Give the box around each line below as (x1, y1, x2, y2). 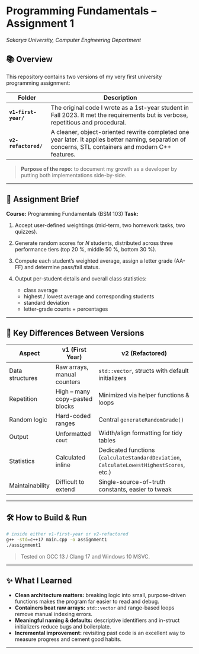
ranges (55, 419, 75, 428)
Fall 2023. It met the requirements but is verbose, (50, 111, 188, 119)
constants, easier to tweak (98, 485, 172, 493)
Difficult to (55, 478, 85, 486)
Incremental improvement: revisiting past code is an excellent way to (14, 629, 185, 636)
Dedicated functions (98, 446, 155, 454)
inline (55, 461, 71, 469)
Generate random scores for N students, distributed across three (14, 239, 174, 247)
